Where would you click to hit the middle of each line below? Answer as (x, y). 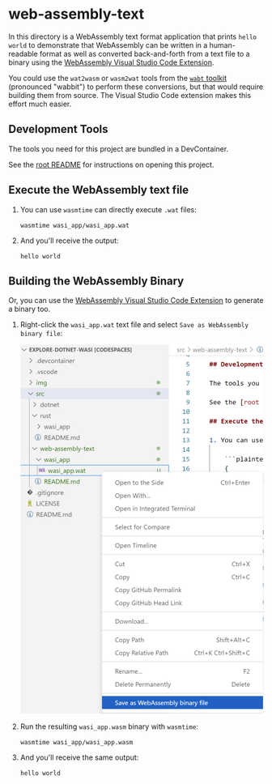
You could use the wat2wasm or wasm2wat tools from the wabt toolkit (117, 78)
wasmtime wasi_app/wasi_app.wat (74, 225)
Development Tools (58, 129)
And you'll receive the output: (69, 241)
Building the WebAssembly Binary (96, 281)
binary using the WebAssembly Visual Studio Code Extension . (111, 62)
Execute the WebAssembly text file (99, 190)
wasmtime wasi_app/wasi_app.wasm (76, 743)
